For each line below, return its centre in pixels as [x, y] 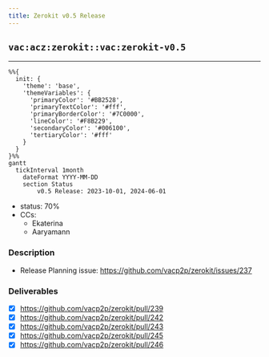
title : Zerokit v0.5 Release [57, 16]
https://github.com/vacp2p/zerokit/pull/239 [92, 309]
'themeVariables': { [57, 93]
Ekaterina [48, 223]
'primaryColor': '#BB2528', [76, 100]
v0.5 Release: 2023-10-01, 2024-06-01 [102, 192]
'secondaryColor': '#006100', [80, 128]
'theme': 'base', [52, 86]
